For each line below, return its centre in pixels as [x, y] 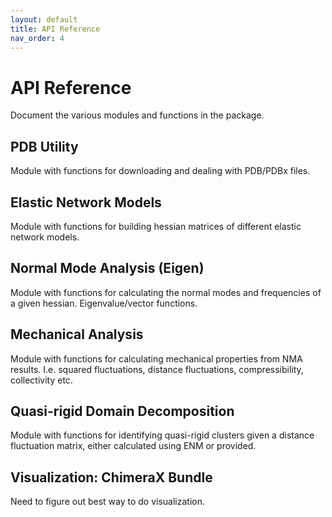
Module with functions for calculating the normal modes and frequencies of [166, 292]
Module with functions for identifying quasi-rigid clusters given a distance [162, 435]
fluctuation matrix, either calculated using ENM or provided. [133, 446]
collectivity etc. [41, 380]
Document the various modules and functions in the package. [137, 115]
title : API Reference [55, 29]
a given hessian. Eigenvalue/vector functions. [104, 303]
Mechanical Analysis [77, 334]
